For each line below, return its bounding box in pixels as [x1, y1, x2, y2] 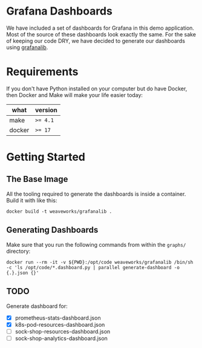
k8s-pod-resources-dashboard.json [15, 321, 105, 328]
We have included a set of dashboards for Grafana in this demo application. [6, 24, 195, 32]
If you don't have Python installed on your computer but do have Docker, [6, 85, 187, 92]
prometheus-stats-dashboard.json [15, 314, 101, 321]
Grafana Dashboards [6, 4, 113, 18]
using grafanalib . [6, 44, 48, 51]
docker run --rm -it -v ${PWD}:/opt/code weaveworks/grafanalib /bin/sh [6, 259, 194, 265]
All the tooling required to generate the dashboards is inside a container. [6, 190, 186, 198]
